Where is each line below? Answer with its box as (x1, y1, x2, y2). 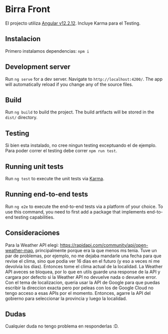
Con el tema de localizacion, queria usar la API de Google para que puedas (5, 279, 160, 285)
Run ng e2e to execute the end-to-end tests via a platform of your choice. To (5, 203, 163, 209)
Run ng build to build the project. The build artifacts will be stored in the (5, 109, 154, 115)
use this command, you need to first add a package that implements (5, 208, 146, 214)
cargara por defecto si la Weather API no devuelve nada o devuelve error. (5, 274, 157, 280)
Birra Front (5, 4, 51, 15)
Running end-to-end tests (5, 190, 88, 199)
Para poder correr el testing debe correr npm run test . (5, 148, 117, 154)
